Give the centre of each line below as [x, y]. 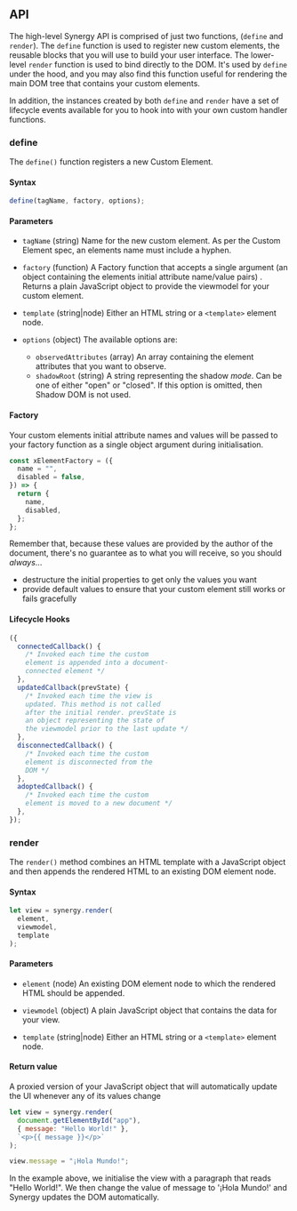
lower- [262, 55]
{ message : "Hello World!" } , [73, 1128]
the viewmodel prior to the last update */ [107, 729]
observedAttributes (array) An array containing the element [144, 357]
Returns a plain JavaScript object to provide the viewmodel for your [145, 286]
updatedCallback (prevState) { [73, 687]
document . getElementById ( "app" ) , [79, 1120]
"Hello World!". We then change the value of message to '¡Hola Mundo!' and [148, 1188]
